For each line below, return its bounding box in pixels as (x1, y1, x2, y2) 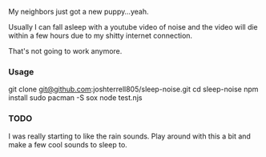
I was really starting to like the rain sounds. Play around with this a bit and (8, 131, 251, 141)
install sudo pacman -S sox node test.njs (8, 93, 143, 103)
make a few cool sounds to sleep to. (8, 139, 128, 149)
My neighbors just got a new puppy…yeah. (8, 7, 149, 16)
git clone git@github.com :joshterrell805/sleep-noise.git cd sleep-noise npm (8, 84, 259, 95)
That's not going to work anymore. (8, 46, 123, 55)
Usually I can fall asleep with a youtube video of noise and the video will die (8, 22, 258, 31)
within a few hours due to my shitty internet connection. (8, 31, 193, 40)
